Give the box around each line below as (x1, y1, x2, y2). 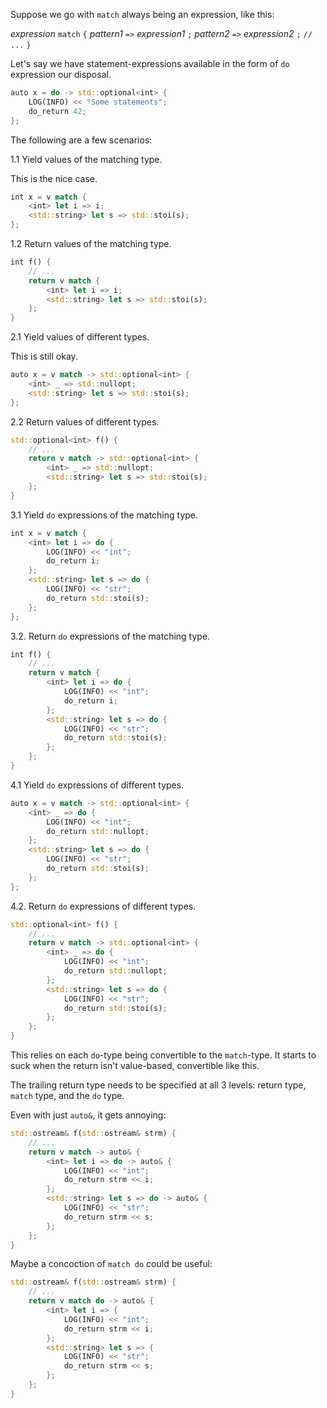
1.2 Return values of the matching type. (10, 238, 172, 249)
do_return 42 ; (28, 106, 87, 116)
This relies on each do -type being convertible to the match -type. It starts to (10, 1049, 317, 1061)
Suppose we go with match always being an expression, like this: (10, 9, 275, 20)
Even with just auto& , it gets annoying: (10, 1109, 167, 1121)
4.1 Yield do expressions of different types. (10, 779, 185, 791)
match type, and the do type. (10, 1090, 125, 1101)
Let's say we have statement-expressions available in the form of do (10, 58, 290, 69)
